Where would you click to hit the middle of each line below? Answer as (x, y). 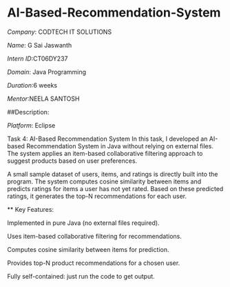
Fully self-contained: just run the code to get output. (81, 276)
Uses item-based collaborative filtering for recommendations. (95, 236)
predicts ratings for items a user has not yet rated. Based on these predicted (115, 188)
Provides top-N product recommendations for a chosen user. (94, 263)
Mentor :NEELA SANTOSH (43, 99)
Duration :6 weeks (32, 85)
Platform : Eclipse (31, 125)
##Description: (28, 112)
